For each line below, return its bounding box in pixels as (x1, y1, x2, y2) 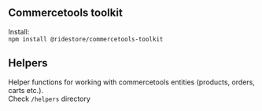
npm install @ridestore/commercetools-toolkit (8, 35, 164, 43)
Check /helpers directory (8, 94, 90, 103)
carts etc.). (8, 85, 44, 95)
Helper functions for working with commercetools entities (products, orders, (8, 77, 256, 87)
